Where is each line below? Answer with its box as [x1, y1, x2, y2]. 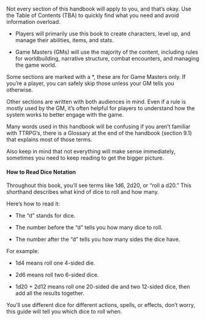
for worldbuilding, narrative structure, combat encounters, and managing [15, 55, 199, 62]
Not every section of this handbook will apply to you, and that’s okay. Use [6, 6, 192, 12]
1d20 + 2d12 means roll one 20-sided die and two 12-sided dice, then [15, 283, 190, 290]
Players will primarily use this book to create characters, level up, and [15, 30, 191, 37]
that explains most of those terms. [6, 136, 93, 143]
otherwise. [6, 86, 34, 94]
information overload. [6, 18, 61, 25]
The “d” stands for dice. [15, 212, 76, 220]
